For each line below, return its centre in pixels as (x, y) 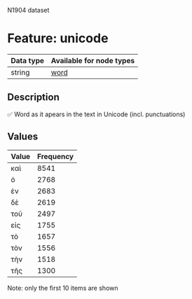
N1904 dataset (28, 10)
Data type (27, 60)
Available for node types (93, 60)
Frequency (56, 156)
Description (33, 97)
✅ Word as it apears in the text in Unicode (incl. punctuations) (96, 114)
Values (23, 137)
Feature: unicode (58, 39)
